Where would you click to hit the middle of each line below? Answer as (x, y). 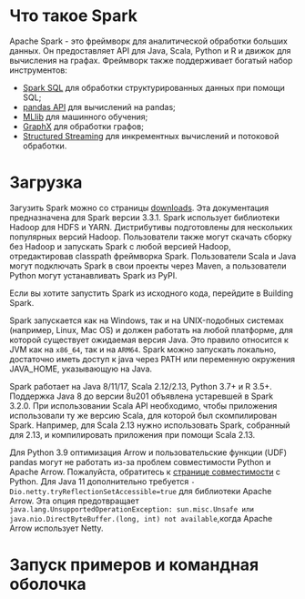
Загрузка (46, 183)
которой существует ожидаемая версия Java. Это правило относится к (149, 340)
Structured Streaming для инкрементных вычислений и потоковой (151, 136)
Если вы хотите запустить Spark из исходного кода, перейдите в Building (152, 293)
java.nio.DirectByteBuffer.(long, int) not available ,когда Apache (141, 518)
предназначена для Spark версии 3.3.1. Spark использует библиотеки (145, 217)
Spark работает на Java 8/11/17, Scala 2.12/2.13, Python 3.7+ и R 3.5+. (141, 386)
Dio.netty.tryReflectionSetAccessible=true (93, 492)
